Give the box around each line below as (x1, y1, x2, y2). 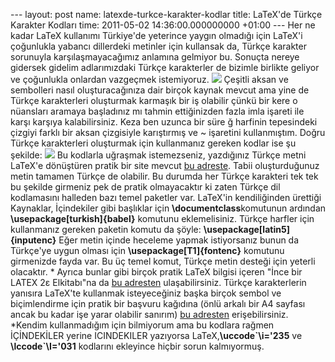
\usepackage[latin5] (203, 224, 290, 235)
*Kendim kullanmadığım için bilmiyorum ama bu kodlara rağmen (10, 319, 275, 331)
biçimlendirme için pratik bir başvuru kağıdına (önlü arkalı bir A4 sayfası (10, 298, 306, 309)
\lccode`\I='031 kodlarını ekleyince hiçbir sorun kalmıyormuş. (10, 340, 265, 352)
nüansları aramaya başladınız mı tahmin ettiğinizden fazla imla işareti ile (10, 105, 305, 117)
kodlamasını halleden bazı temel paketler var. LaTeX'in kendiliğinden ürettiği (10, 192, 322, 203)
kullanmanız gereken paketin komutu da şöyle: (10, 224, 202, 235)
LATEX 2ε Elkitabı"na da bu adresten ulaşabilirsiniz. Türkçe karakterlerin (10, 277, 307, 288)
